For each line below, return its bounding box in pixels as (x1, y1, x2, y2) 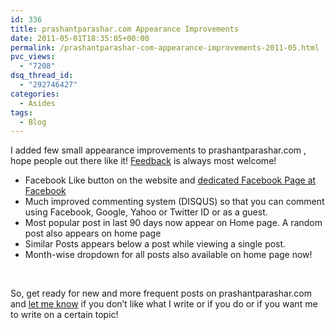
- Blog (19, 117, 47, 127)
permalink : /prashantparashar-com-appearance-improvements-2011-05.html (10, 42, 320, 53)
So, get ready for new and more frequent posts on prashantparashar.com (10, 287, 312, 300)
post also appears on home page (24, 227, 162, 240)
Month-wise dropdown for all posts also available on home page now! (24, 249, 313, 261)
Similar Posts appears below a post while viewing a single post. (24, 238, 287, 250)
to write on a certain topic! (10, 309, 119, 321)
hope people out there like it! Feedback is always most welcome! (10, 155, 277, 167)
